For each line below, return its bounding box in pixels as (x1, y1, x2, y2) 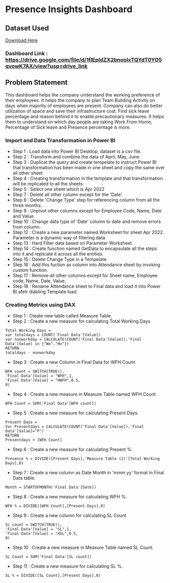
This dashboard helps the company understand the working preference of (5, 91, 160, 98)
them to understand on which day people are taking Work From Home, (5, 118, 153, 125)
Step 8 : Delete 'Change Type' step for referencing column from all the (12, 197, 160, 203)
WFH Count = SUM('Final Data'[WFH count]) (5, 401, 96, 406)
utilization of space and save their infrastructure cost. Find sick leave (5, 108, 150, 114)
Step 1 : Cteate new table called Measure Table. (12, 313, 113, 319)
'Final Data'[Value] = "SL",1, (5, 527, 72, 532)
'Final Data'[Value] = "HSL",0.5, (5, 531, 79, 536)
